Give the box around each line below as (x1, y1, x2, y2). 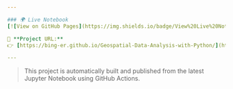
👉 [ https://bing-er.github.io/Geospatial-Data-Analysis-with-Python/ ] (7, 42, 219, 49)
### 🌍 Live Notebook (7, 16, 69, 23)
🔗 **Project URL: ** (7, 35, 64, 42)
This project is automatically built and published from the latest (24, 67, 205, 75)
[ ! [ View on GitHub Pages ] (7, 22, 82, 30)
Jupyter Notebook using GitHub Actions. (24, 74, 140, 83)
